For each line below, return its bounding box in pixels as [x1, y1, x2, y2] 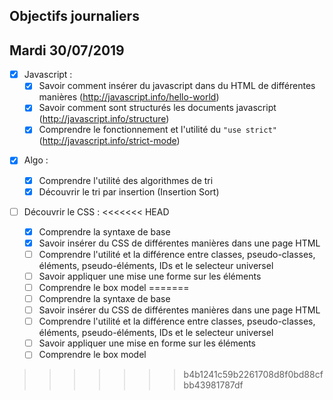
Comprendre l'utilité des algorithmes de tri [38, 174, 214, 186]
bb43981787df [183, 379, 244, 391]
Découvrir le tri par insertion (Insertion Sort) [38, 185, 220, 198]
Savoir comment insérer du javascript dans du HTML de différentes [38, 80, 316, 92]
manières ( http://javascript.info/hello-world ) [38, 91, 220, 103]
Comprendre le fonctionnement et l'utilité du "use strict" [38, 124, 277, 136]
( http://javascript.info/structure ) [38, 113, 170, 125]
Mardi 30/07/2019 [9, 42, 125, 59]
